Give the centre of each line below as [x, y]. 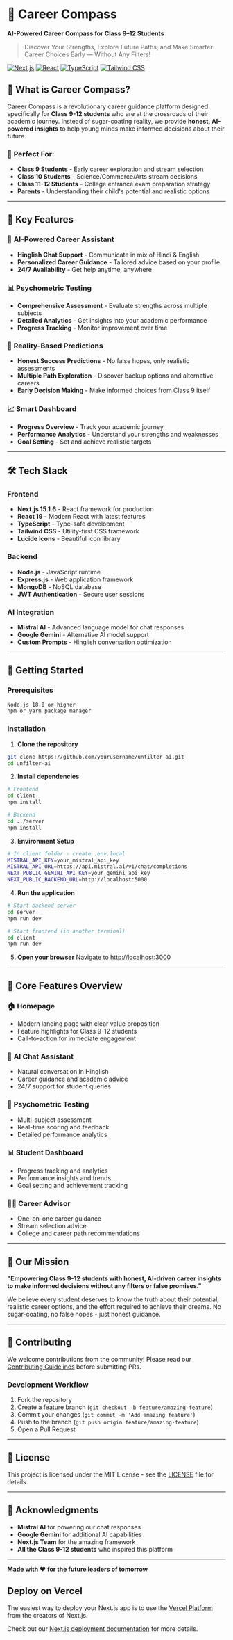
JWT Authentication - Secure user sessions [81, 594]
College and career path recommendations [78, 1233]
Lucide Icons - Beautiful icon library [69, 539]
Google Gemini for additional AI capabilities [79, 1534]
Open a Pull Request [46, 1429]
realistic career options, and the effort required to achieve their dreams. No [114, 1306]
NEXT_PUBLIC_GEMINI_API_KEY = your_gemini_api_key [79, 873]
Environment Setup [46, 841]
